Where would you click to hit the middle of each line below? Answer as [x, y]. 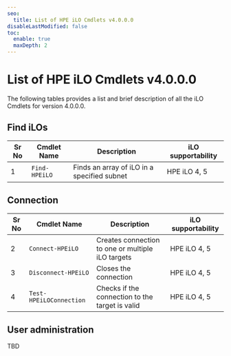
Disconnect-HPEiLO [59, 272]
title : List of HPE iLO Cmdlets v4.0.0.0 [74, 20]
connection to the [124, 297]
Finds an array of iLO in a [113, 167]
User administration [51, 329]
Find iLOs [27, 128]
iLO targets [114, 257]
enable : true [32, 39]
